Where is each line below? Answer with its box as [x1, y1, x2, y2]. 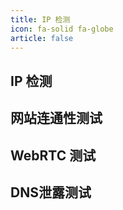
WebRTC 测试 [10, 147, 97, 164]
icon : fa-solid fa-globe [10, 24, 114, 34]
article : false [10, 33, 74, 43]
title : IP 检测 [10, 14, 71, 25]
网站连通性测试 [10, 110, 103, 127]
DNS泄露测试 [10, 184, 92, 201]
